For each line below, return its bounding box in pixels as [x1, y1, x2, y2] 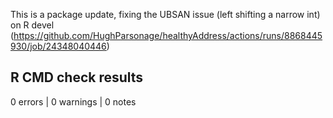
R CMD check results [10, 69, 144, 86]
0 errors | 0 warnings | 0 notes [10, 95, 137, 108]
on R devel [10, 19, 55, 31]
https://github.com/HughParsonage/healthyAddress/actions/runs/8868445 [13, 30, 323, 41]
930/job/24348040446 [10, 40, 107, 52]
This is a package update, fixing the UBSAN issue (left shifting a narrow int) [10, 9, 321, 20]
